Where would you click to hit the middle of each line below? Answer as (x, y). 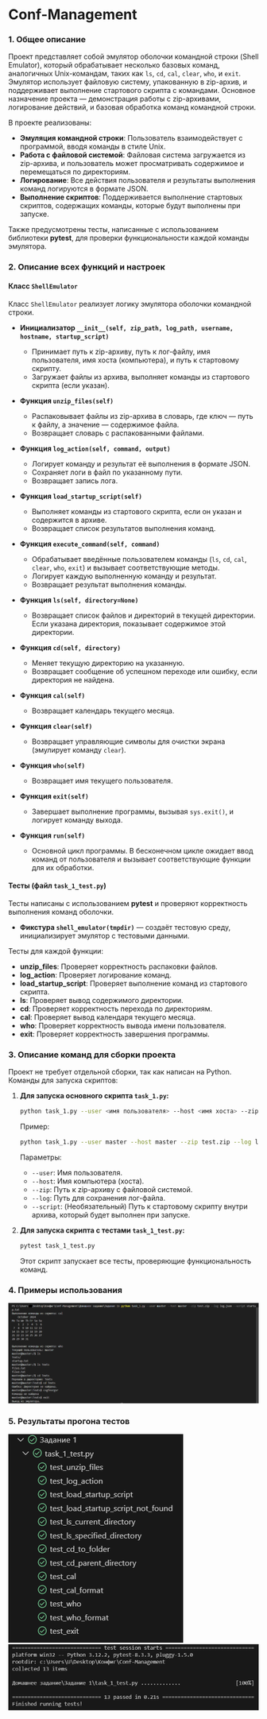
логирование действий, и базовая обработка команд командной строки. (132, 107)
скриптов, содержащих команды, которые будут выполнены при (130, 206)
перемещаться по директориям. (75, 172)
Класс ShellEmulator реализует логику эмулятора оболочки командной (130, 304)
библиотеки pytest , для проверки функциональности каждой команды (129, 238)
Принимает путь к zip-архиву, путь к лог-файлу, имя (121, 351)
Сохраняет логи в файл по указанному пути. (107, 472)
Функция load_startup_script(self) (81, 496)
